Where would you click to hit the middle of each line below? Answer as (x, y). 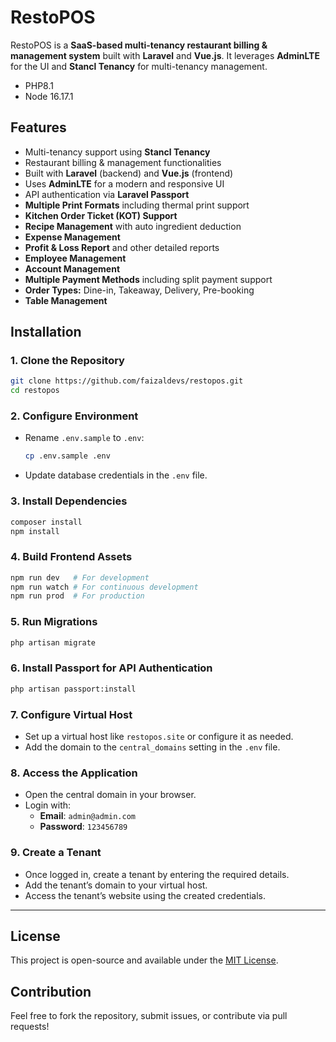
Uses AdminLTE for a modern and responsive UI (124, 183)
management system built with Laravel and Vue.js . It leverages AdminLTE (165, 55)
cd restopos (35, 391)
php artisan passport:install (73, 689)
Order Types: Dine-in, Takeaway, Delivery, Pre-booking (139, 290)
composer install (46, 522)
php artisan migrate (53, 642)
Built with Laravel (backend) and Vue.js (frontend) (129, 173)
